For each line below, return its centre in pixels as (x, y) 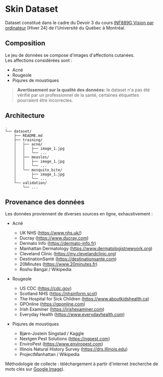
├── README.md (28, 135)
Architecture (25, 116)
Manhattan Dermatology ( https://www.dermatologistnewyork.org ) (86, 248)
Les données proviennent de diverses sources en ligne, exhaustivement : (79, 214)
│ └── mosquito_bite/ (38, 170)
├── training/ (28, 140)
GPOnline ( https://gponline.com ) (52, 304)
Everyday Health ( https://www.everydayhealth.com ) (72, 315)
